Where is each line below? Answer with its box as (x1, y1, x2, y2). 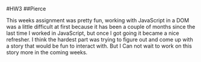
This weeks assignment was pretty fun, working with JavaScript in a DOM (6, 17, 190, 23)
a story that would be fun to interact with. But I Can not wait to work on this (6, 42, 193, 49)
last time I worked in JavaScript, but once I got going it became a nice (6, 29, 179, 37)
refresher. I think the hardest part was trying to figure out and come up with (6, 36, 194, 43)
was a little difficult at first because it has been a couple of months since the (6, 23, 196, 30)
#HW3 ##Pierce (6, 5, 46, 12)
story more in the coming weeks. (6, 49, 88, 56)
